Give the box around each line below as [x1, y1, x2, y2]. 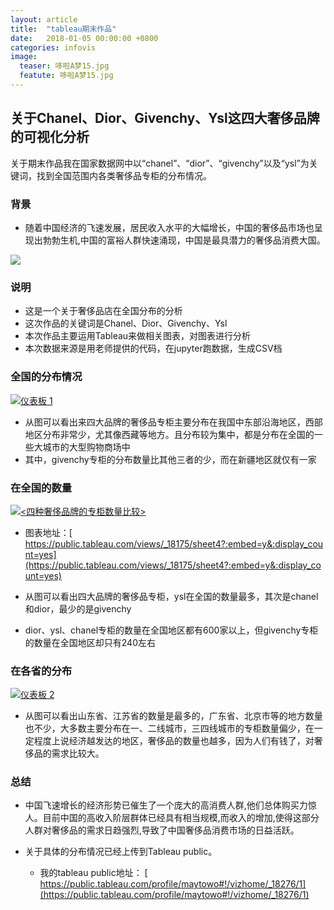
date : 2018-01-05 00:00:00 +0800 [10, 33, 159, 43]
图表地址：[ [24, 526, 73, 538]
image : [10, 52, 38, 62]
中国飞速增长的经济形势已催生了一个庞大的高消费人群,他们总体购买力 [24, 799, 308, 811]
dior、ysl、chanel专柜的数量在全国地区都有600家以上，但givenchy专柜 [24, 624, 319, 636]
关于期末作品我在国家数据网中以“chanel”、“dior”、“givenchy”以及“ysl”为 [10, 157, 310, 169]
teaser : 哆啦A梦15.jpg [19, 61, 110, 71]
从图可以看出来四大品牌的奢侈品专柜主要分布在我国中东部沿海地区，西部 [24, 416, 323, 428]
